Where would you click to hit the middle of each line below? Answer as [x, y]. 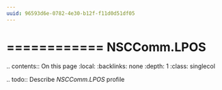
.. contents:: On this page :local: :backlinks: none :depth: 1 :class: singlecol [111, 66]
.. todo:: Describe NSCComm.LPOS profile [66, 79]
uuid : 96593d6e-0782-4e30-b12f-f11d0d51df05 [71, 13]
